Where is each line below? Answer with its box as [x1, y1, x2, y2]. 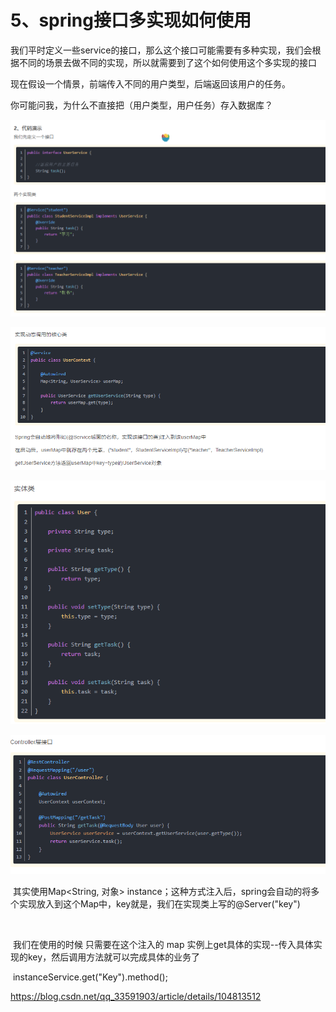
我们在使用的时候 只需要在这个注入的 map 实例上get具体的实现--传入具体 [12, 939, 314, 951]
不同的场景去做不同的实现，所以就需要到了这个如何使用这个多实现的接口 [18, 56, 317, 68]
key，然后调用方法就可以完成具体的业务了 [27, 951, 201, 963]
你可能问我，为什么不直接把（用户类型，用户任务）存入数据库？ [10, 99, 273, 111]
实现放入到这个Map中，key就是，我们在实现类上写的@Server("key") [18, 898, 301, 910]
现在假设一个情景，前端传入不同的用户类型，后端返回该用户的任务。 [10, 77, 291, 90]
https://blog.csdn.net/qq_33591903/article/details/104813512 [10, 991, 262, 1003]
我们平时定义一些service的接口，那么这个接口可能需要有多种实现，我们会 [10, 44, 313, 56]
